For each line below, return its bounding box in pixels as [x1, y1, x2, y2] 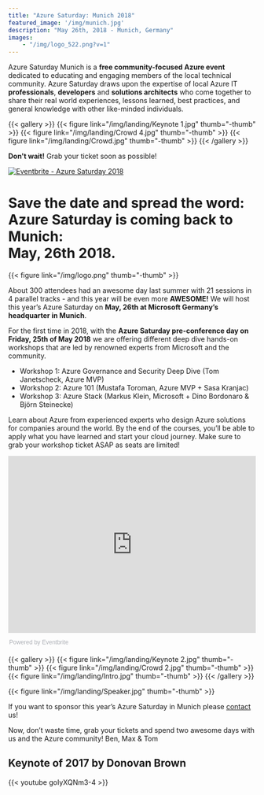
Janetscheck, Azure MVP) [19, 375, 104, 384]
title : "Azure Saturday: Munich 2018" [8, 11, 135, 20]
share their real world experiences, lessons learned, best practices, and [8, 96, 240, 105]
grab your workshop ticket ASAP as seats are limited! [8, 440, 181, 449]
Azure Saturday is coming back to [8, 211, 233, 229]
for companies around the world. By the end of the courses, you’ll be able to [8, 423, 255, 433]
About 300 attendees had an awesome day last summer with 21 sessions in [8, 286, 252, 295]
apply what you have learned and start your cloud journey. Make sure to [8, 432, 241, 442]
